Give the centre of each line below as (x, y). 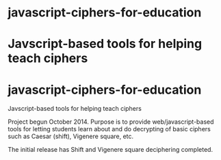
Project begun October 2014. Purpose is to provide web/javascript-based (111, 122)
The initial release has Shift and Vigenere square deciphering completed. (110, 150)
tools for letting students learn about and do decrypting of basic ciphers (109, 129)
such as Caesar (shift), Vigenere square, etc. (71, 136)
